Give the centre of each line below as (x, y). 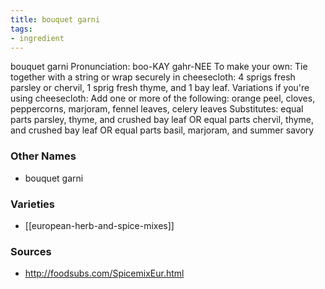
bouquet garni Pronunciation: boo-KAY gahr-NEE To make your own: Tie (159, 67)
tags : (21, 29)
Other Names (43, 156)
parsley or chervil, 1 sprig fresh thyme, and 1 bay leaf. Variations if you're (160, 88)
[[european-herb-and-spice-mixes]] (99, 225)
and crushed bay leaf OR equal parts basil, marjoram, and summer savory (162, 130)
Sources (31, 251)
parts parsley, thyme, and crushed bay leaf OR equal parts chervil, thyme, (162, 120)
